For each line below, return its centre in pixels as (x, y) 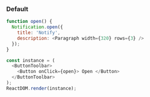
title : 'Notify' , (39, 33)
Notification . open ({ (37, 27)
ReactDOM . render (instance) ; (42, 88)
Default (17, 9)
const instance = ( (31, 60)
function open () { (29, 22)
